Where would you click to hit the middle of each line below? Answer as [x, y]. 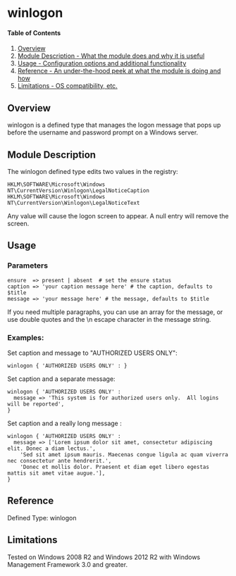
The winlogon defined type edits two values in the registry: [93, 172]
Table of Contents [34, 32]
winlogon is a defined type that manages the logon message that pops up [114, 125]
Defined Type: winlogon [42, 518]
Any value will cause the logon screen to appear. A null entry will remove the [118, 216]
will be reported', [36, 404]
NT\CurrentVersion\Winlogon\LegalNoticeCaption [79, 191]
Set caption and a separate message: [61, 379]
